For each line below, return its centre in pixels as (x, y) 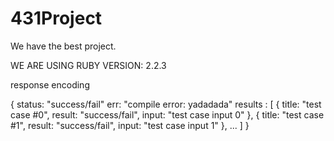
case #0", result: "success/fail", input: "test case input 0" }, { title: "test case (167, 114)
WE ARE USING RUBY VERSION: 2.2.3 (88, 65)
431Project (56, 18)
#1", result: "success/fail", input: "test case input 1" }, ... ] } (130, 125)
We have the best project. (63, 46)
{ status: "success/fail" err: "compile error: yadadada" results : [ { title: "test (166, 104)
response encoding (50, 84)
